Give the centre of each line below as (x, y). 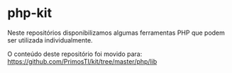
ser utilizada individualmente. (50, 40)
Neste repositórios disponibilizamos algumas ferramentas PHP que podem (116, 33)
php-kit (29, 13)
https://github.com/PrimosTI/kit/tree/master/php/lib (82, 61)
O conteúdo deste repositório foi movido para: (75, 54)
